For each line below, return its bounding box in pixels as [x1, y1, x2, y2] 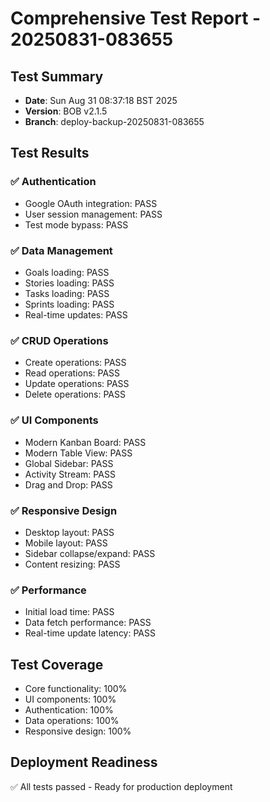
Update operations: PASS [24, 378, 130, 390]
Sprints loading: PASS [24, 298, 115, 310]
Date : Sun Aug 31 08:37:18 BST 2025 [24, 95, 178, 106]
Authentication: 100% [24, 703, 114, 716]
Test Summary [10, 68, 104, 85]
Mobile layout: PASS [24, 537, 108, 549]
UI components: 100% [24, 693, 117, 705]
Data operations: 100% [24, 714, 120, 726]
